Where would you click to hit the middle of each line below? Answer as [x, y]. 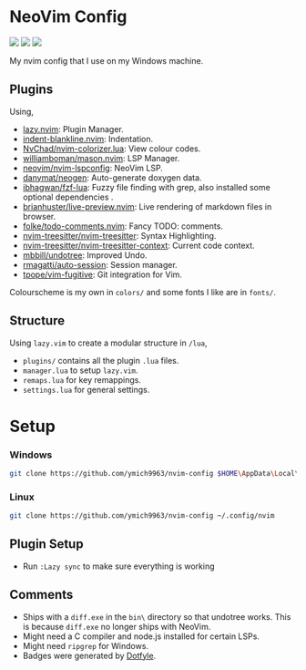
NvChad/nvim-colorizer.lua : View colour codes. [112, 149]
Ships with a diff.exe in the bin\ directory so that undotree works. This [157, 616]
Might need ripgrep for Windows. [85, 645]
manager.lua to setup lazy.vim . [80, 370]
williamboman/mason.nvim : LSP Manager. [101, 158]
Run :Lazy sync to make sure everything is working [118, 566]
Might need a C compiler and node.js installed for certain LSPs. [141, 636]
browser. [39, 216]
